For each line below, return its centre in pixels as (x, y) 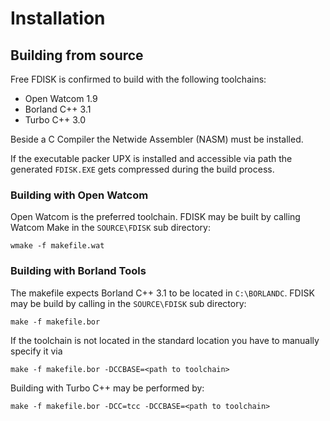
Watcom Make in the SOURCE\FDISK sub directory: (110, 228)
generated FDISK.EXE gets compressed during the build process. (142, 169)
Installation (58, 18)
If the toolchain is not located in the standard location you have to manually (165, 340)
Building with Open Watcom (79, 195)
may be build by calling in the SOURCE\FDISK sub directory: (128, 303)
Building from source (77, 55)
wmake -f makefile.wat (57, 246)
